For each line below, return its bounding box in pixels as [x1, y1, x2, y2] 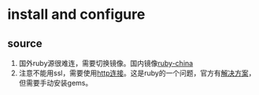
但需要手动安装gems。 [18, 79, 93, 87]
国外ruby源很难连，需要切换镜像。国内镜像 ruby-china [18, 59, 194, 68]
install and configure [7, 5, 146, 24]
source [7, 37, 43, 50]
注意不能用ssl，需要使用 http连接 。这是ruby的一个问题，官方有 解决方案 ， [18, 68, 256, 78]
